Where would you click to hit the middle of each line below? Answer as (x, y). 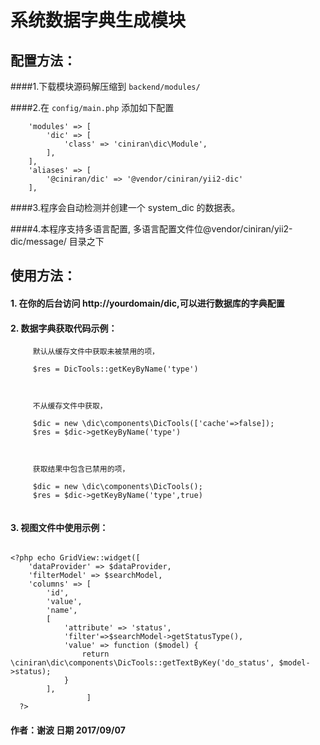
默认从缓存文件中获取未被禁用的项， (96, 352)
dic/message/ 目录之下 (57, 241)
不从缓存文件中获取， (70, 406)
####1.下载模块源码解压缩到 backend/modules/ (105, 86)
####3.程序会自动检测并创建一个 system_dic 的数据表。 (125, 207)
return (95, 654)
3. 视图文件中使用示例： (59, 527)
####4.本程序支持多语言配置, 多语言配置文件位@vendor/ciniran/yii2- (151, 229)
